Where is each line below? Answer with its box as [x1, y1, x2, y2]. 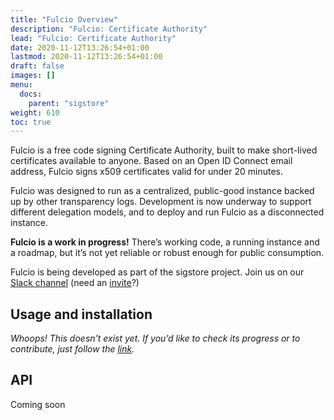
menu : [10, 80, 33, 90]
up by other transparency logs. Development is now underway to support [10, 196, 312, 208]
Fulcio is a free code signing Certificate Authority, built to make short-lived [10, 144, 318, 156]
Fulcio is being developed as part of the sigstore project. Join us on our [10, 266, 305, 278]
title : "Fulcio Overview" [10, 14, 118, 25]
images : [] [10, 71, 56, 81]
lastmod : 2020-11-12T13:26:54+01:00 [10, 52, 163, 62]
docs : [19, 89, 43, 99]
